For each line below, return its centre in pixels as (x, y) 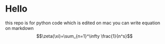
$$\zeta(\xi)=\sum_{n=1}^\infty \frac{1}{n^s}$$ (85, 36)
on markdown (20, 28)
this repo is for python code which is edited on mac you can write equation (83, 23)
